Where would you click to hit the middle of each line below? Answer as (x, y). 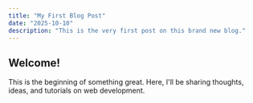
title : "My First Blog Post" (57, 16)
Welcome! (34, 63)
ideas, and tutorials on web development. (77, 91)
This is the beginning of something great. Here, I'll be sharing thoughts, (126, 82)
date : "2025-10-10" (41, 23)
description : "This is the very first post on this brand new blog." (127, 30)
